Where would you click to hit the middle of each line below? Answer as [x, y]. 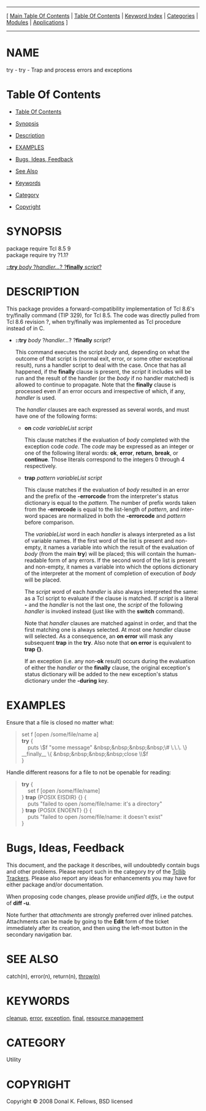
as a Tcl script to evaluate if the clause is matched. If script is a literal [111, 598]
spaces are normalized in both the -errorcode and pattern [112, 515]
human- [187, 553]
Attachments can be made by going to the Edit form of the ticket [88, 921]
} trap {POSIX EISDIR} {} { [54, 797]
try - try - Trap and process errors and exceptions [70, 70]
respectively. [40, 466]
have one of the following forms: [56, 416]
